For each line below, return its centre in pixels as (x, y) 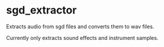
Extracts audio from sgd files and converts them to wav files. (80, 26)
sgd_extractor (41, 10)
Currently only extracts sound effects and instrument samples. (82, 38)
